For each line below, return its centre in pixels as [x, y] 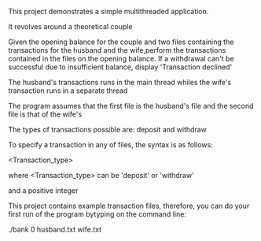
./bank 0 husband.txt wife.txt [55, 229]
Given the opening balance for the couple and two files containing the [121, 42]
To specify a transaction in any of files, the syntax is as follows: [111, 145]
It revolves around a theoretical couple [70, 26]
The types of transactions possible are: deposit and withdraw [107, 130]
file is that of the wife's [45, 114]
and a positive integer [43, 191]
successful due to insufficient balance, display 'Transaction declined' [120, 67]
